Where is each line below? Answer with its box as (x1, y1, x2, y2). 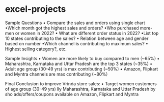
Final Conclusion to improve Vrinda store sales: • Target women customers (5, 80, 157, 87)
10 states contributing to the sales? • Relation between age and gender (5, 35, 149, 41)
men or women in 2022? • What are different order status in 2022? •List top (5, 30, 159, 36)
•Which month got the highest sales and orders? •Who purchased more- (5, 25, 153, 31)
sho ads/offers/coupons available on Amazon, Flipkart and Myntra (5, 91, 139, 97)
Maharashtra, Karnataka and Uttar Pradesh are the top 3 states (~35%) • (5, 61, 153, 67)
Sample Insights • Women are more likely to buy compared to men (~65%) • (5, 55, 160, 61)
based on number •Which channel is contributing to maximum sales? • (5, 40, 148, 46)
